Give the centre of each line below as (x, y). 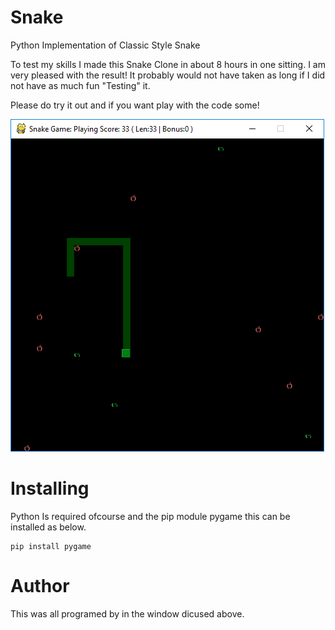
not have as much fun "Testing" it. (80, 85)
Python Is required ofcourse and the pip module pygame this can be (150, 516)
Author (40, 586)
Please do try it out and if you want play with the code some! (135, 105)
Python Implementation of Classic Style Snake (105, 45)
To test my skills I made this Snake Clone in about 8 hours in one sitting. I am (168, 64)
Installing (50, 488)
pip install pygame (51, 546)
